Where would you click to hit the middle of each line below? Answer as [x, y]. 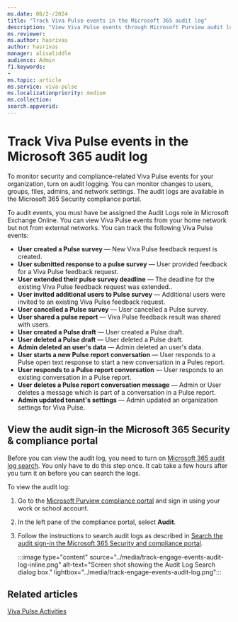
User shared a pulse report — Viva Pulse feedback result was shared [119, 317]
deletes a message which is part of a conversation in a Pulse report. [117, 392]
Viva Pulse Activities [37, 611]
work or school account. [53, 508]
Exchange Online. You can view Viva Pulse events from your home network [117, 220]
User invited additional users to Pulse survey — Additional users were [121, 294]
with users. [34, 324]
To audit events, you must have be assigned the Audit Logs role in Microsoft [118, 212]
